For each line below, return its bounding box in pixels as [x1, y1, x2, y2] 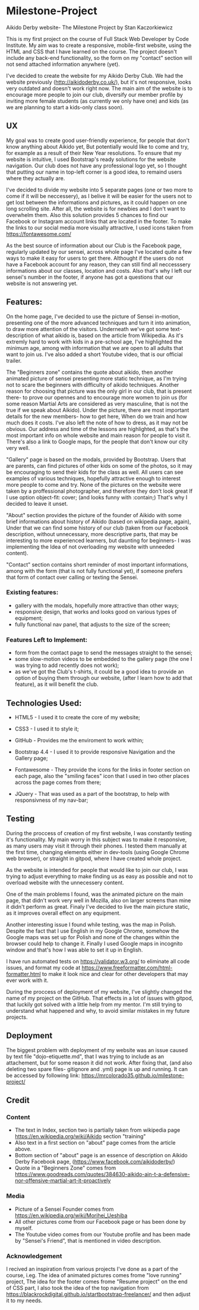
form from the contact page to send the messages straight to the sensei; [14, 649, 193, 656]
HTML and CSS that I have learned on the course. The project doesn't [6, 48, 177, 55]
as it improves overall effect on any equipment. [6, 909, 121, 917]
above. [14, 1145, 32, 1152]
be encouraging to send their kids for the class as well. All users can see [6, 468, 184, 475]
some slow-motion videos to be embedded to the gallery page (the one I [14, 656, 192, 663]
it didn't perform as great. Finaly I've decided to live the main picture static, [6, 903, 190, 910]
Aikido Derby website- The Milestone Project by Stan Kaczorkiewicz [6, 24, 173, 31]
